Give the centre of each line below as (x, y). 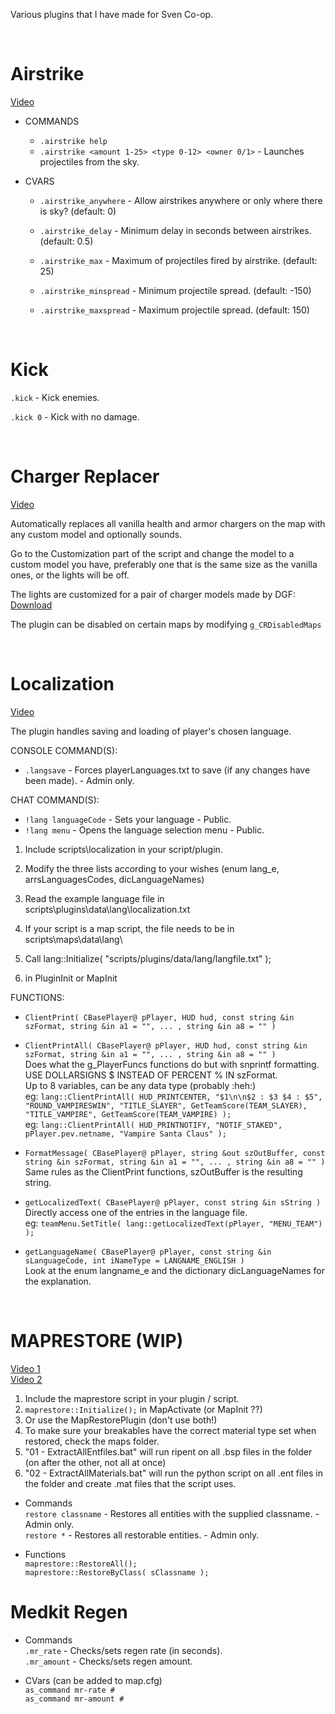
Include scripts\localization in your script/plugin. (123, 849)
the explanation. (58, 1281)
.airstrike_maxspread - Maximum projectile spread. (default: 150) (174, 310)
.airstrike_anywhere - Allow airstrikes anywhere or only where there (181, 200)
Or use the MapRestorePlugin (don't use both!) (121, 1420)
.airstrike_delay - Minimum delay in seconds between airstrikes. (175, 230)
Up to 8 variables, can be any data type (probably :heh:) (140, 1085)
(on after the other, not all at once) (95, 1462)
